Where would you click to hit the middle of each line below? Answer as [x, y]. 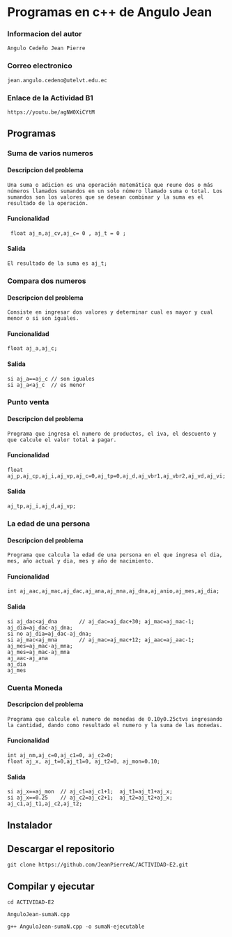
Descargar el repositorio [61, 849]
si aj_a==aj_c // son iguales [51, 379]
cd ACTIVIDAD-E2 [31, 902]
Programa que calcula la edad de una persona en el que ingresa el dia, [115, 555]
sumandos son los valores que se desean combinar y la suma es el [106, 197]
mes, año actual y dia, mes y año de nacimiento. [81, 561]
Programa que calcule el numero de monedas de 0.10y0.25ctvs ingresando [115, 719]
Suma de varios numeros [51, 153]
